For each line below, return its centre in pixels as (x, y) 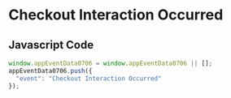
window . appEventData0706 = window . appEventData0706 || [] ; (111, 63)
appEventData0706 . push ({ (50, 70)
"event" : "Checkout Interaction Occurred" (89, 79)
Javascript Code (51, 45)
